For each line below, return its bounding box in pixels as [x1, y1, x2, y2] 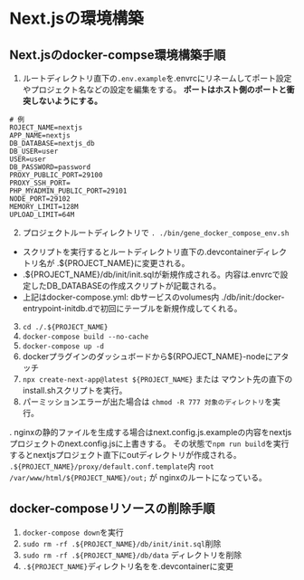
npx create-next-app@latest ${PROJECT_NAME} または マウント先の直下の [22, 374, 293, 385]
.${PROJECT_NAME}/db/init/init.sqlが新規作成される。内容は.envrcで [22, 269, 280, 280]
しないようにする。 [30, 96, 102, 106]
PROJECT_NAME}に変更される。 [67, 258, 190, 268]
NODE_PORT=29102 [9, 195, 71, 204]
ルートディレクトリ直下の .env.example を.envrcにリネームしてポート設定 [22, 73, 292, 83]
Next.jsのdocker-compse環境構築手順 [9, 47, 226, 62]
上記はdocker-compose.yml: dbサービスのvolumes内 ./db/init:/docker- [22, 291, 285, 302]
